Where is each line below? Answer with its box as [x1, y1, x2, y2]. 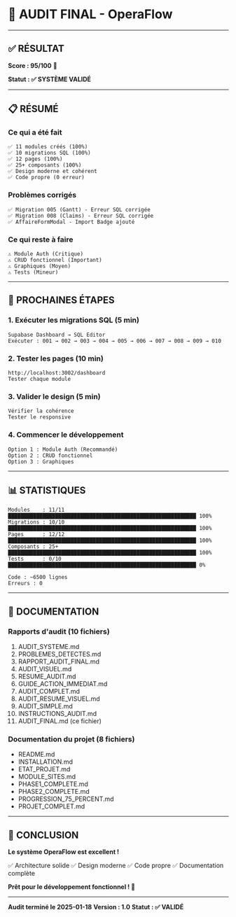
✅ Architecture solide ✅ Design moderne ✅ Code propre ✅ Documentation [8, 861, 224, 870]
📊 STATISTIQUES [8, 484, 86, 496]
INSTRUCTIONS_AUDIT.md [18, 710, 97, 718]
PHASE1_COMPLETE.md [18, 780, 88, 788]
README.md [18, 750, 55, 759]
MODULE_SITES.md [18, 773, 76, 781]
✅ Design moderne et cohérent [8, 168, 97, 175]
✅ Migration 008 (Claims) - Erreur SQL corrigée [8, 212, 154, 219]
